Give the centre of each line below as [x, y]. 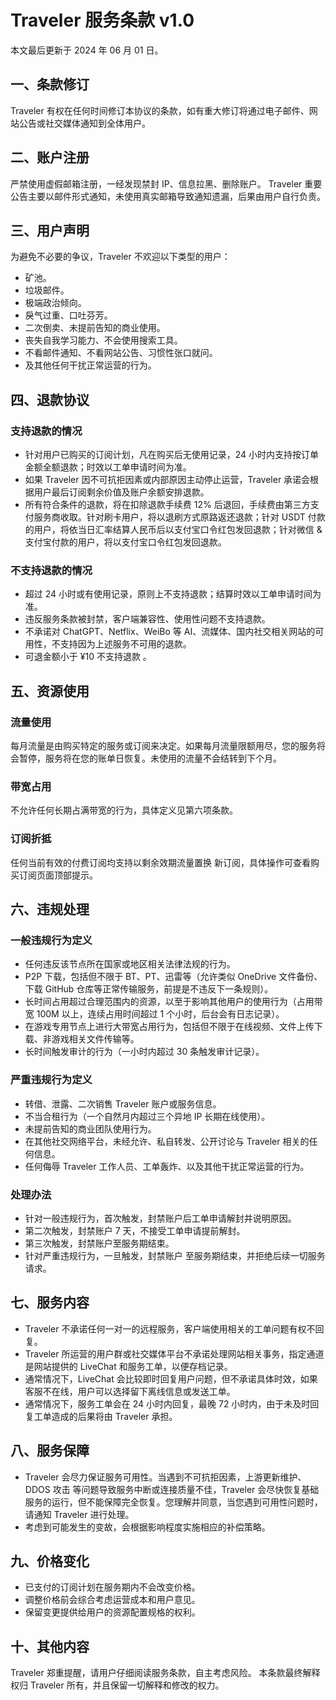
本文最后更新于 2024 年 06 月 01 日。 [87, 50]
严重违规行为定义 [51, 1080]
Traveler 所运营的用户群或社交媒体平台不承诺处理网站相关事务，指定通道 [174, 1353]
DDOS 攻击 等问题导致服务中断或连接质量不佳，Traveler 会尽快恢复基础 [172, 1489]
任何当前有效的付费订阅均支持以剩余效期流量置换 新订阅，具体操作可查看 [160, 862]
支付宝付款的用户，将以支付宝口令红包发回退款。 [125, 542]
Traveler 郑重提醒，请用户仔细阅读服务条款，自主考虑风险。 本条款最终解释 [165, 1673]
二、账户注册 [50, 157]
